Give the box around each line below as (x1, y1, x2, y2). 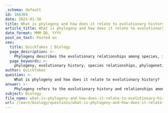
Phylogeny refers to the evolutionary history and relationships (14, 86, 153, 91)
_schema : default (5, 7, 41, 12)
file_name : (5, 95, 28, 100)
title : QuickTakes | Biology (9, 44, 70, 49)
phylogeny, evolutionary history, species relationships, (14, 63, 137, 68)
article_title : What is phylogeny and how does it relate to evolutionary (5, 26, 164, 31)
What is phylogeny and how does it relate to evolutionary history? (14, 77, 160, 82)
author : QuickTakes (5, 68, 46, 73)
